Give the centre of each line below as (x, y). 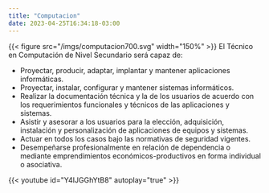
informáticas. (42, 79)
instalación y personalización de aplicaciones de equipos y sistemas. (134, 130)
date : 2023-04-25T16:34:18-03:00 (64, 23)
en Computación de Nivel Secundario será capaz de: (96, 55)
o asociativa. (41, 164)
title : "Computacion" (45, 16)
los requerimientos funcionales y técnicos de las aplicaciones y (125, 105)
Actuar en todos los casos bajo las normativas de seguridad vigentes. (135, 138)
